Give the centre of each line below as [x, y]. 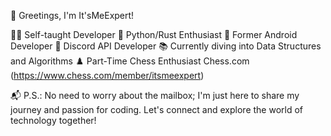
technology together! [53, 120]
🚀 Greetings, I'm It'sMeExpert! [72, 15]
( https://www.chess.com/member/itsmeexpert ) [107, 75]
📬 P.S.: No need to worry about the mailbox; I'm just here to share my [155, 95]
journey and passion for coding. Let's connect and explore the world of [157, 109]
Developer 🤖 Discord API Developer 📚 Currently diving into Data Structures [166, 46]
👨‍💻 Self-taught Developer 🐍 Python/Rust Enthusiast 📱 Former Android [154, 34]
